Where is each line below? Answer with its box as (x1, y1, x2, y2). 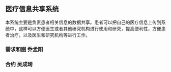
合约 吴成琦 (5, 60, 33, 67)
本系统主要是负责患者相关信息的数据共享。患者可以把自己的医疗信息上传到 (5, 19, 161, 25)
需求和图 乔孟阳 (5, 46, 43, 53)
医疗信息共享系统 (5, 5, 59, 14)
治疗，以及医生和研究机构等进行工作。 (9, 32, 90, 38)
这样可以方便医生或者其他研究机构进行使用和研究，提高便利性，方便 (18, 25, 161, 31)
